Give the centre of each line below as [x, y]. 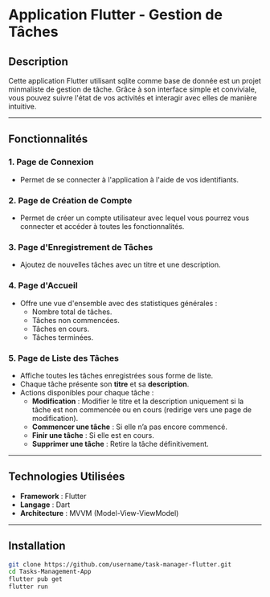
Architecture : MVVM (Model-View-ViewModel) [99, 513]
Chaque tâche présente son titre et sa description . [104, 384]
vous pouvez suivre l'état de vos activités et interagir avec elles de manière [133, 98]
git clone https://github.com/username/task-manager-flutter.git [120, 564]
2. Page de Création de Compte [70, 200]
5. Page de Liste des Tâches [63, 358]
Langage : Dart [45, 505]
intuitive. [22, 106]
